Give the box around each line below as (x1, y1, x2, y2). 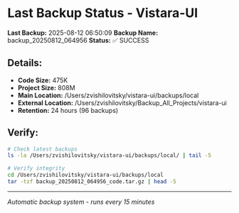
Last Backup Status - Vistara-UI (7, 5, 198, 21)
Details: (7, 57, 43, 69)
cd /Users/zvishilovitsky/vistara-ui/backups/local (7, 172, 164, 179)
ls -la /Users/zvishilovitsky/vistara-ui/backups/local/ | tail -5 (7, 152, 212, 159)
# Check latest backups (7, 146, 78, 153)
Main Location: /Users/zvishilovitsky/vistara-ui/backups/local (17, 91, 199, 99)
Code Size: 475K (17, 76, 68, 84)
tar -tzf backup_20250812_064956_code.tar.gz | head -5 (7, 178, 176, 185)
